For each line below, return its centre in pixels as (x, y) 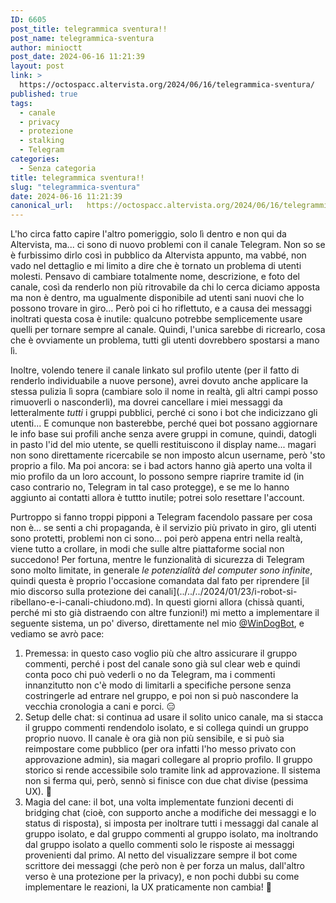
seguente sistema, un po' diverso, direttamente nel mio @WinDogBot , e (157, 623)
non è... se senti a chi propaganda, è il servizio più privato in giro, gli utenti (163, 528)
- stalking (42, 141)
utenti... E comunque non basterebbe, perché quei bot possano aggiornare (164, 423)
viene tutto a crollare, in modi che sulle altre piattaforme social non (147, 549)
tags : (21, 103)
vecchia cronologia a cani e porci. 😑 (100, 707)
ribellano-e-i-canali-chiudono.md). (82, 602)
